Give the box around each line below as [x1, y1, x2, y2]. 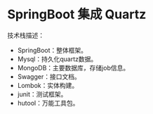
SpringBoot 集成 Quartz [7, 6, 147, 23]
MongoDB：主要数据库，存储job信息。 [17, 63, 130, 72]
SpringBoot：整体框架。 [17, 46, 88, 54]
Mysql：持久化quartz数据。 [17, 54, 98, 63]
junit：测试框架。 [17, 89, 67, 99]
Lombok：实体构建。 [17, 81, 79, 89]
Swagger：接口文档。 [17, 72, 81, 81]
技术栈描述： [7, 31, 44, 39]
